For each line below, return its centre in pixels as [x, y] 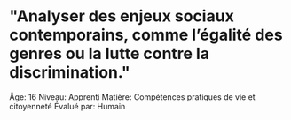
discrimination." [70, 73]
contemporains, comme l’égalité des [146, 35]
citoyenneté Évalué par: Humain [67, 106]
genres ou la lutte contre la [110, 54]
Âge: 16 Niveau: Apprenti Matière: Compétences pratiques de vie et [132, 97]
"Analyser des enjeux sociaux [122, 16]
